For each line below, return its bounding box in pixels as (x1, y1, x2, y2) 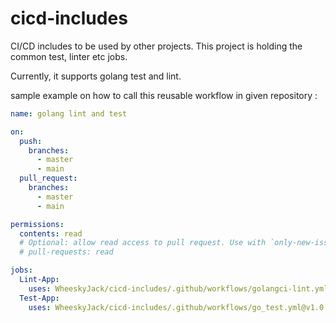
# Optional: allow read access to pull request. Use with (19, 238, 267, 248)
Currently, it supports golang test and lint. (10, 70, 182, 82)
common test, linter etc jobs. (10, 50, 128, 62)
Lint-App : (19, 275, 60, 285)
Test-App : (19, 293, 60, 303)
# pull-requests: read (19, 247, 114, 257)
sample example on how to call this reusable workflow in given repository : (10, 89, 318, 101)
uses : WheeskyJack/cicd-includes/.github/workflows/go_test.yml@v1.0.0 (28, 302, 333, 312)
